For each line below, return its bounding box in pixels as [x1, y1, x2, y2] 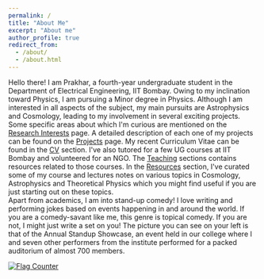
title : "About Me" [8, 19, 69, 27]
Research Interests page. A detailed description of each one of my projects [8, 128, 254, 137]
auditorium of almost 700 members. [8, 246, 125, 255]
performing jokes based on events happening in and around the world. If [8, 204, 245, 213]
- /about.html [15, 56, 62, 64]
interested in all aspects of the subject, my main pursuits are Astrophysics [8, 102, 250, 112]
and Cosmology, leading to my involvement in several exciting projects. [8, 111, 240, 120]
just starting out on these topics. [8, 187, 114, 197]
